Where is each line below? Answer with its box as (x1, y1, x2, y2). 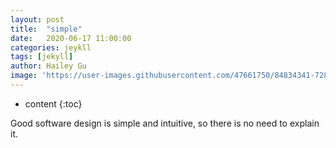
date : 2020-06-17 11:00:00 (10, 33, 132, 43)
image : (10, 71, 38, 81)
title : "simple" (10, 24, 83, 34)
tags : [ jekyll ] (10, 52, 74, 62)
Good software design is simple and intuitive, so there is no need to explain (10, 117, 320, 129)
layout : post (10, 14, 65, 25)
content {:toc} (24, 97, 83, 110)
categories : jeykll (10, 42, 92, 53)
